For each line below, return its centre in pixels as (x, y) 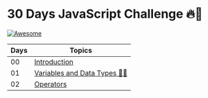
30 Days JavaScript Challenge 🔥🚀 (105, 14)
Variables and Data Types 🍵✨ (81, 73)
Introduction (54, 62)
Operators (50, 84)
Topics (81, 50)
